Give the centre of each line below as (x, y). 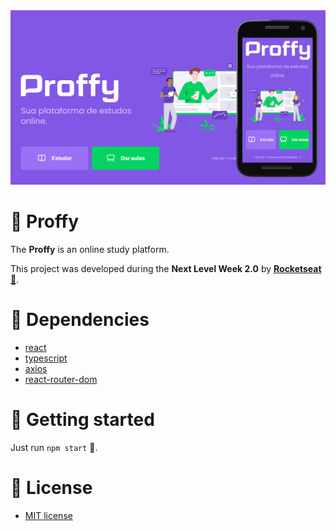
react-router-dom (61, 379)
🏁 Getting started (82, 420)
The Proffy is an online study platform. (90, 249)
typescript (46, 358)
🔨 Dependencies (80, 320)
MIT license (48, 515)
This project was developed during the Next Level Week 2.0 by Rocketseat (166, 268)
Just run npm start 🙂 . (54, 447)
